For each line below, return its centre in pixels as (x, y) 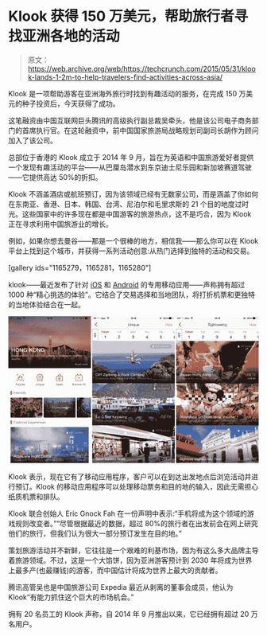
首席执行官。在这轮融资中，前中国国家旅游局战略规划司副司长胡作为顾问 (140, 130)
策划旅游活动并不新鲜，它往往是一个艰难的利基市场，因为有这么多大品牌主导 (133, 550)
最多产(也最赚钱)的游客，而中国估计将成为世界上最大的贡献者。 (118, 570)
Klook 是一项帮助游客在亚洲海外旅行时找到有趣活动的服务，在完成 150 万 (127, 93)
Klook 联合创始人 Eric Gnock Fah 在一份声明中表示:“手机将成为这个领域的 (128, 513)
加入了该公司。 (33, 140)
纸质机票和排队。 (36, 496)
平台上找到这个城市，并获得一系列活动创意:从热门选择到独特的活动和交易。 (131, 251)
